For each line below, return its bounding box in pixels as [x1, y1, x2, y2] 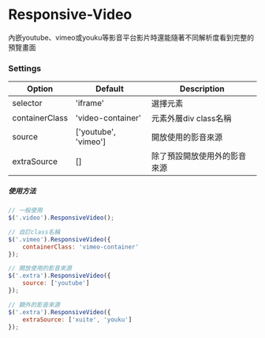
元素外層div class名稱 [151, 113, 232, 124]
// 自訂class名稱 [8, 228, 61, 236]
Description [180, 83, 225, 94]
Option [27, 83, 54, 94]
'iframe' [75, 97, 105, 108]
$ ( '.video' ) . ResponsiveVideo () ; [8, 214, 114, 222]
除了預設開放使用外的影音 [151, 150, 247, 161]
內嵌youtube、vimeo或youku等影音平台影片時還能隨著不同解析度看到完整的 [8, 32, 255, 42]
